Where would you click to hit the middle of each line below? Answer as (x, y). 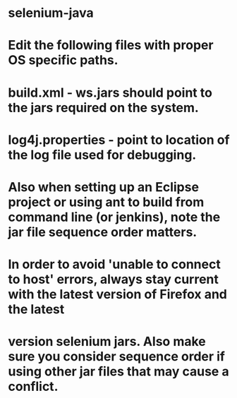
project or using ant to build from (106, 202)
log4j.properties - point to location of (119, 140)
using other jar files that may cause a (119, 372)
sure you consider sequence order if (116, 357)
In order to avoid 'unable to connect (114, 264)
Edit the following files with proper (111, 46)
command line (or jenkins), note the (114, 217)
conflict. (33, 387)
